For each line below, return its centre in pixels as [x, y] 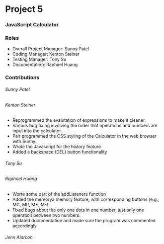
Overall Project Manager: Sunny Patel [51, 49]
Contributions [22, 78]
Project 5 [24, 9]
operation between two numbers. [46, 215]
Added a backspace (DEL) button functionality [60, 152]
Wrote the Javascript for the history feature [57, 147]
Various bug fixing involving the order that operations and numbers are [85, 126]
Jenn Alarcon [19, 237]
